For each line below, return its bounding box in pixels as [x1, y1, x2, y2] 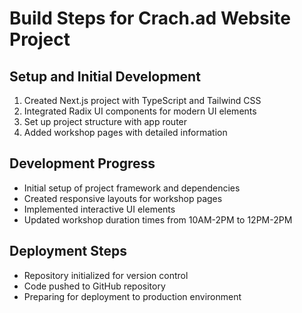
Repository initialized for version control [23, 269, 189, 281]
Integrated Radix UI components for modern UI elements [23, 105, 257, 117]
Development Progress [9, 155, 156, 172]
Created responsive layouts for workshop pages [23, 192, 223, 204]
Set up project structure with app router [23, 116, 188, 127]
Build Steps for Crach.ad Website [9, 7, 291, 30]
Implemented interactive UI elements [23, 203, 176, 215]
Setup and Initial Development [9, 68, 201, 85]
